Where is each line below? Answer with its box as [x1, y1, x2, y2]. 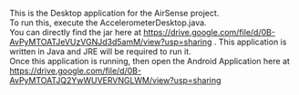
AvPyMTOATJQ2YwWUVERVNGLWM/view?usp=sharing [9, 75, 222, 85]
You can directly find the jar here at [9, 27, 142, 37]
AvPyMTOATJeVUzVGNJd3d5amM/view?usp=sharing [9, 36, 212, 47]
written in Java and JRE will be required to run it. [9, 46, 191, 57]
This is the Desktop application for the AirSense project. [9, 8, 220, 18]
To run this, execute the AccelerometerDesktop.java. [9, 17, 207, 28]
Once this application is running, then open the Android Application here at [9, 56, 290, 66]
